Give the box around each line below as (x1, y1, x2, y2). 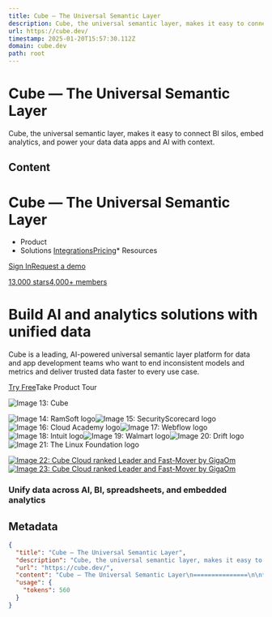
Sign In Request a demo (8, 261, 87, 272)
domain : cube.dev (8, 42, 67, 50)
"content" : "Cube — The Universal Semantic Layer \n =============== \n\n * (15, 571, 266, 580)
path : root (8, 49, 45, 58)
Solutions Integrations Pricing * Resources (19, 246, 158, 255)
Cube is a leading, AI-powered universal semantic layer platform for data (8, 349, 251, 359)
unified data (8, 323, 91, 341)
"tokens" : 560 (23, 586, 70, 594)
